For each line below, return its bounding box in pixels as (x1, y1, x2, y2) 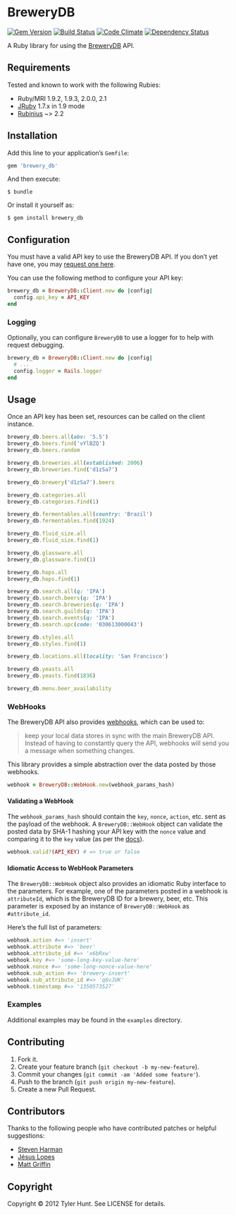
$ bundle (7, 189, 33, 196)
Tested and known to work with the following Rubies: (7, 81, 161, 89)
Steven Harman (17, 1145, 63, 1154)
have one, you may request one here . (7, 260, 116, 268)
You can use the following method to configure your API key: (7, 273, 183, 283)
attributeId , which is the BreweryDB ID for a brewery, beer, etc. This (7, 894, 209, 903)
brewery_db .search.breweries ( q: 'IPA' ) (7, 601, 125, 608)
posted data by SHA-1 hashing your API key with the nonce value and (7, 827, 206, 836)
